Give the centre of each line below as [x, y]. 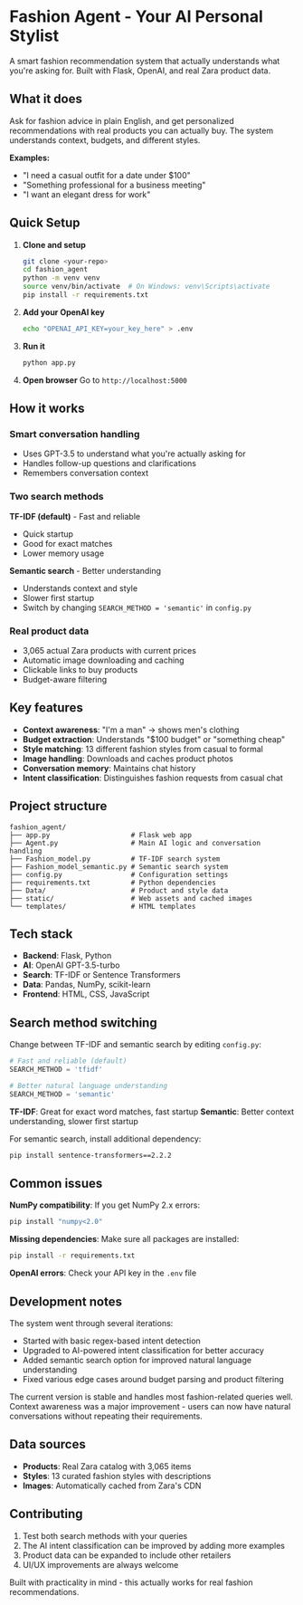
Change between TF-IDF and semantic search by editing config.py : [136, 1045]
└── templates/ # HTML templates [103, 906]
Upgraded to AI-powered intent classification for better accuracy [143, 1350]
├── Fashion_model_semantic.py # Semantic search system [119, 866]
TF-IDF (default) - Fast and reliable [75, 516]
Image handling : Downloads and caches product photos [128, 759]
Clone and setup [54, 244]
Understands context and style [80, 588]
